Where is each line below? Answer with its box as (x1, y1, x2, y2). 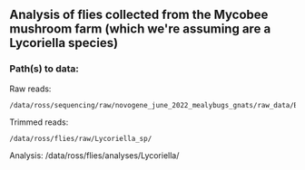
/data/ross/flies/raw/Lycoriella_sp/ (9, 134, 152, 143)
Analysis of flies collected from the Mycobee (9, 7, 269, 23)
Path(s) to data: (9, 62, 80, 75)
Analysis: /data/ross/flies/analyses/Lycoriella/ (9, 149, 180, 161)
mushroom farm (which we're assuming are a (9, 22, 271, 37)
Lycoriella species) (9, 35, 119, 51)
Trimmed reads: (9, 117, 69, 127)
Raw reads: (9, 83, 52, 94)
